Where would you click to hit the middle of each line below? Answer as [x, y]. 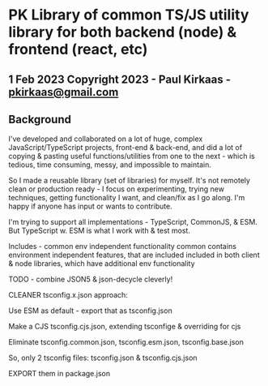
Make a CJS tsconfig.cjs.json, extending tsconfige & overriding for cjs [125, 327]
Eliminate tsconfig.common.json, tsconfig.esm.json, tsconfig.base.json [126, 342]
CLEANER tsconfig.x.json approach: [68, 295]
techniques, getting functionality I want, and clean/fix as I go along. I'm [127, 198]
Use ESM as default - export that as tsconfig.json [90, 311]
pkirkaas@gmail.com [64, 92]
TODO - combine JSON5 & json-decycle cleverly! [91, 279]
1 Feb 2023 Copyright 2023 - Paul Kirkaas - [120, 79]
